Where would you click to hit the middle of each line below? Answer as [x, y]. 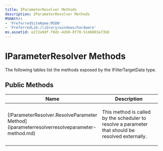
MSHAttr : [14, 19]
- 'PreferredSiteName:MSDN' [33, 23]
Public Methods [29, 85]
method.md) [21, 133]
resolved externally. [124, 136]
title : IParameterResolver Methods [41, 9]
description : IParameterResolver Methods [48, 14]
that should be [118, 130]
